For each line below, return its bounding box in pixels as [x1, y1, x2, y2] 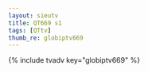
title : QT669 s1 [8, 19, 62, 27]
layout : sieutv [8, 11, 59, 20]
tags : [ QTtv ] [8, 26, 52, 34]
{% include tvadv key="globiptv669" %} [8, 56, 141, 65]
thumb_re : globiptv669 [8, 33, 84, 42]
